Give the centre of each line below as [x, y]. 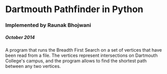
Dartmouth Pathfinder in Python [74, 9]
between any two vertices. [33, 66]
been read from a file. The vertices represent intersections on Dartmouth [81, 55]
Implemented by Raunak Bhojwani [48, 25]
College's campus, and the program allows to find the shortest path [76, 61]
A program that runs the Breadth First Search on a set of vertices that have [83, 50]
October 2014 [20, 37]
